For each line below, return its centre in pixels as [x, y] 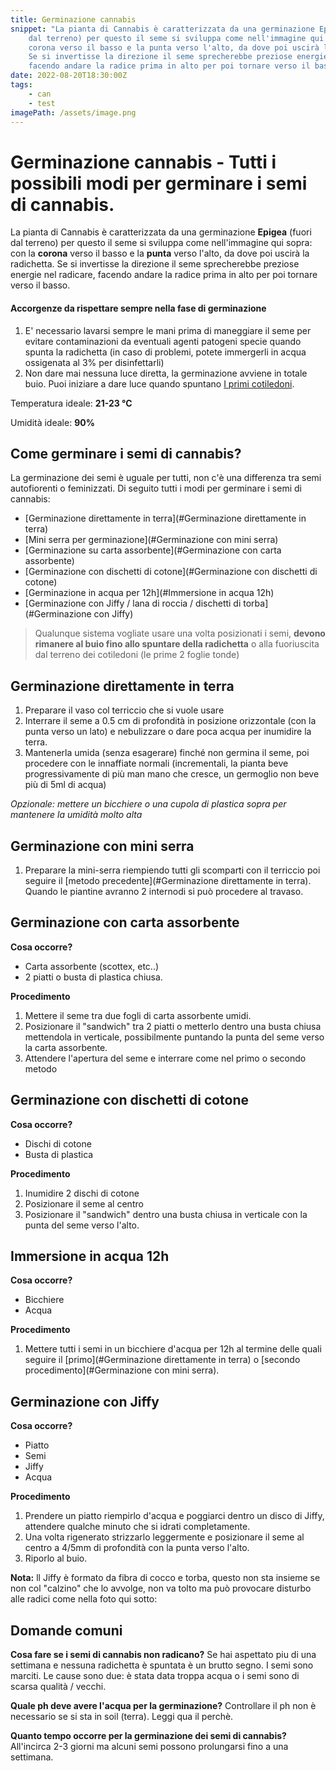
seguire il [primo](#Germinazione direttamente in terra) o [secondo [162, 1360]
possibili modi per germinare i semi [159, 183]
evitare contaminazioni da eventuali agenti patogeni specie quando [163, 341]
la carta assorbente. [66, 1047]
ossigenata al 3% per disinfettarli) [94, 362]
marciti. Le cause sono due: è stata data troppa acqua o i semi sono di [155, 1676]
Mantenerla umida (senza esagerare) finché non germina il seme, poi [167, 753]
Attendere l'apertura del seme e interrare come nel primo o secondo [165, 1058]
